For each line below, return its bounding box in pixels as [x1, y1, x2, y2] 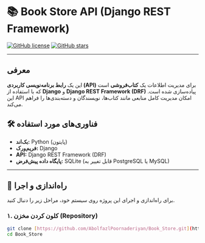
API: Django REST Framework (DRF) [15, 151, 107, 158]
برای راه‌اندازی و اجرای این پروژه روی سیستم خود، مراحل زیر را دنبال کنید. [7, 196, 175, 204]
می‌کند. [7, 101, 23, 108]
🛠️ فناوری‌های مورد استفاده [7, 119, 98, 129]
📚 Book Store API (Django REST [7, 5, 171, 19]
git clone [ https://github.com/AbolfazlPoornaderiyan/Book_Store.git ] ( [7, 225, 192, 231]
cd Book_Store [7, 231, 43, 237]
